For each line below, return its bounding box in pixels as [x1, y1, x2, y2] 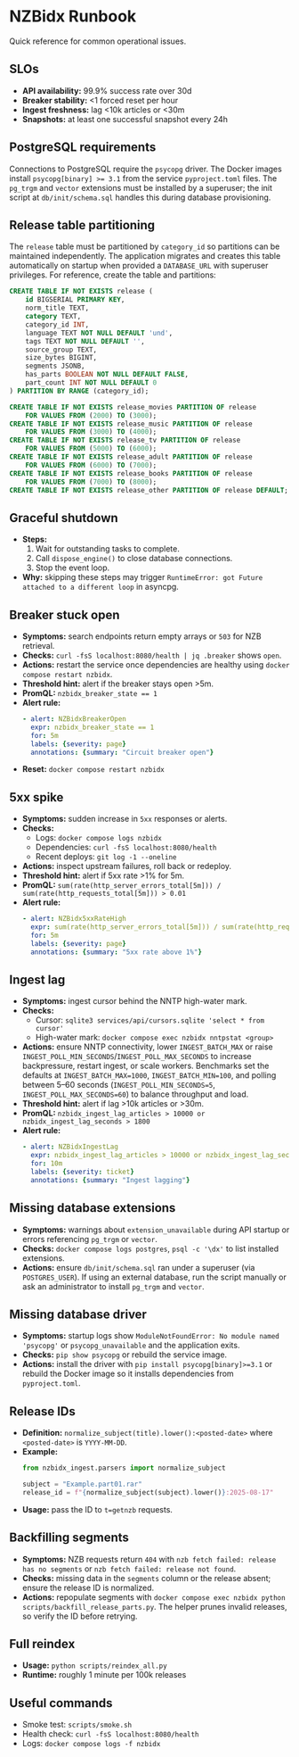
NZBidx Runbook [9, 6, 137, 27]
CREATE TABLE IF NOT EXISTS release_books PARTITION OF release [9, 468, 253, 478]
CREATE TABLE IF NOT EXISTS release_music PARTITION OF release [9, 419, 253, 428]
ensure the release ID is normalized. [21, 1582, 155, 1593]
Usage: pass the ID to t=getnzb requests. [21, 1504, 174, 1514]
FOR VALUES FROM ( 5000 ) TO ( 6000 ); [25, 444, 158, 453]
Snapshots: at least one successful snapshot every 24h [21, 113, 229, 124]
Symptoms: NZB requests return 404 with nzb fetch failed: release [21, 1554, 277, 1564]
